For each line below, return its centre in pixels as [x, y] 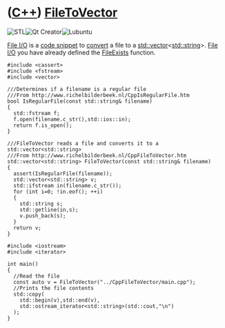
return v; [27, 228]
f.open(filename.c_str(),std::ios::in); [72, 119]
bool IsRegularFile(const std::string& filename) [80, 101]
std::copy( [29, 294]
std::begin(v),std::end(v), [60, 300]
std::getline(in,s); [49, 209]
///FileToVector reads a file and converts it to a [83, 143]
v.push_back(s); [43, 216]
